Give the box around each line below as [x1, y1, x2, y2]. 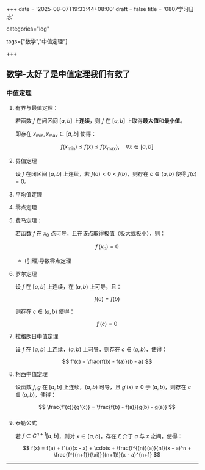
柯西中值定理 [15, 370, 48, 377]
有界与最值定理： [15, 104, 59, 111]
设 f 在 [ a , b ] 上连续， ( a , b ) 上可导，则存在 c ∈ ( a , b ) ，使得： [15, 345, 168, 353]
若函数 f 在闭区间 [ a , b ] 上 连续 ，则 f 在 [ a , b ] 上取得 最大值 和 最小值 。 [15, 117, 186, 124]
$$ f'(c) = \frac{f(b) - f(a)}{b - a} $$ [62, 358, 153, 365]
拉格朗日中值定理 [15, 332, 59, 340]
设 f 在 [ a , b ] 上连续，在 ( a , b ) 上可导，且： [15, 283, 122, 290]
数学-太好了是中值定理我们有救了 [6, 69, 131, 79]
